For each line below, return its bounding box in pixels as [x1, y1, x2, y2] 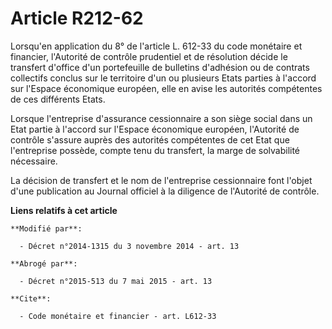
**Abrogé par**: [10, 258, 78, 269]
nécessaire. [10, 155, 58, 167]
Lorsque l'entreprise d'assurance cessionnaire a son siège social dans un [10, 112, 313, 124]
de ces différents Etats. [10, 93, 106, 105]
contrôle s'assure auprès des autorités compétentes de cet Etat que [10, 133, 290, 146]
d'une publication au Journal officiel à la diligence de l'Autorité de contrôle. [10, 185, 320, 197]
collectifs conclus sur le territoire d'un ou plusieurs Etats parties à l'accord [10, 72, 317, 84]
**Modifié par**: [10, 223, 83, 234]
